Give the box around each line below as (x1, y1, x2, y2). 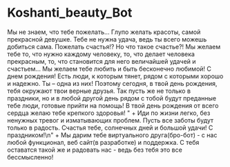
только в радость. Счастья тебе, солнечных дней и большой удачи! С (7, 123, 213, 132)
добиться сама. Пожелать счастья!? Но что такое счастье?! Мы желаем (7, 42, 221, 51)
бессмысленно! (7, 152, 54, 161)
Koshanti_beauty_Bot (7, 5, 133, 21)
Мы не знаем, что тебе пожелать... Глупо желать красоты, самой (7, 28, 201, 36)
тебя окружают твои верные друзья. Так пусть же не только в (7, 87, 191, 95)
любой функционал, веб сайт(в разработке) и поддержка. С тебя (7, 138, 200, 146)
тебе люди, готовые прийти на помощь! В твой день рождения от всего (7, 101, 219, 109)
